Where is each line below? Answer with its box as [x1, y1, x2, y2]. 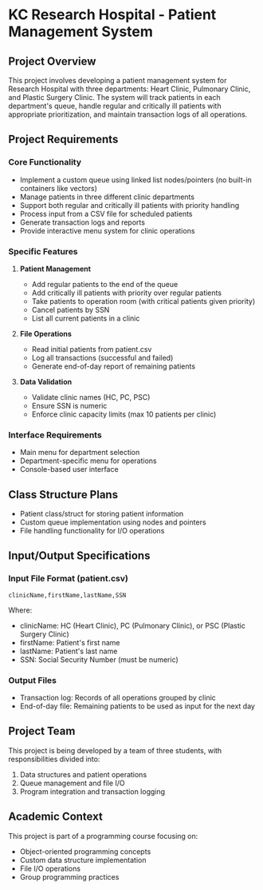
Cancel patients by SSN [31, 305, 110, 314]
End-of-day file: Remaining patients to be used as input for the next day [19, 701, 255, 711]
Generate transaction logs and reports [19, 218, 146, 227]
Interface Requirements [8, 429, 102, 441]
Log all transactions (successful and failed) [31, 353, 174, 362]
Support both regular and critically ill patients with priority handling [19, 200, 240, 210]
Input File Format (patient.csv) [8, 573, 129, 585]
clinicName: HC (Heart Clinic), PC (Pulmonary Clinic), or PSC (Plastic [19, 621, 245, 630]
